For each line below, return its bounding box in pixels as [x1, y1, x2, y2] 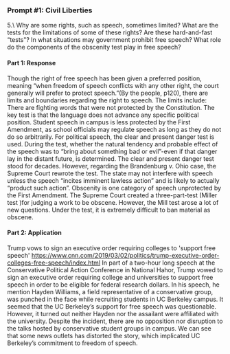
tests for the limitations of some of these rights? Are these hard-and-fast [7, 28, 213, 36]
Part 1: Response [7, 58, 56, 67]
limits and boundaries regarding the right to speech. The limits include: [7, 96, 207, 104]
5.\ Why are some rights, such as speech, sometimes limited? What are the [7, 21, 218, 30]
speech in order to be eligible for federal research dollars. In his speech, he [7, 280, 220, 289]
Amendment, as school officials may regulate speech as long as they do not [7, 125, 222, 133]
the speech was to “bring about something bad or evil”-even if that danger [7, 147, 218, 155]
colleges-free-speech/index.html [7, 258, 101, 267]
